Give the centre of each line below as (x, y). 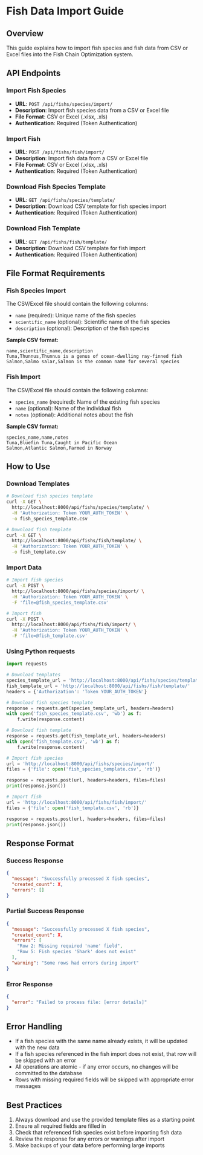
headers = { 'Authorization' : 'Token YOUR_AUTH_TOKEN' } (77, 691)
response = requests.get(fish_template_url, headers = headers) (86, 736)
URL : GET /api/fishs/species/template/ (65, 200)
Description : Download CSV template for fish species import (91, 206)
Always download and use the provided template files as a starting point (105, 1120)
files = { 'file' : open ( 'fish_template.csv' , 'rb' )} (72, 808)
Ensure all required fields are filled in (60, 1126)
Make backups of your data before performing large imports (90, 1145)
